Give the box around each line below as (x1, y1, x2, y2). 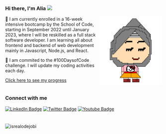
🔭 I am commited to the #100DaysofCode (5, 57, 89, 63)
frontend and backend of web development (5, 43, 94, 48)
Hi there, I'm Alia (5, 5, 46, 12)
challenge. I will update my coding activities (5, 62, 94, 69)
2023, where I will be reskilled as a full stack (5, 32, 96, 38)
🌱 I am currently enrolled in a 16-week (5, 16, 83, 22)
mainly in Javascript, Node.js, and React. (5, 47, 88, 54)
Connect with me (5, 94, 47, 101)
